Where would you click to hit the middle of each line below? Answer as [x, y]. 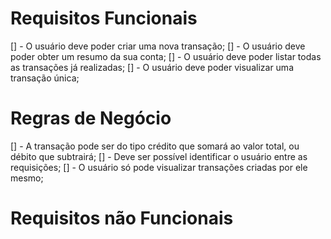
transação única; [45, 78]
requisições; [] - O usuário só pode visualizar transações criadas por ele [159, 167]
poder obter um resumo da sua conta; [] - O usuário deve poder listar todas [166, 56]
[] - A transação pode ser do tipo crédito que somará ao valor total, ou [155, 146]
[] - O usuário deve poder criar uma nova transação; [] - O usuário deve [158, 46]
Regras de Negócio [91, 118]
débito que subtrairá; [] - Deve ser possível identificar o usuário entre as [159, 156]
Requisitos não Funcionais [122, 218]
